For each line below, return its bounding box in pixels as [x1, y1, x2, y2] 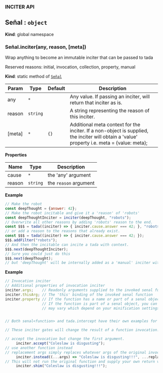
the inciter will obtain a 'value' [69, 133, 138, 140]
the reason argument [48, 180, 95, 186]
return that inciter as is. [69, 99, 123, 106]
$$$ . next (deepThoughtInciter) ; [5, 247, 68, 252]
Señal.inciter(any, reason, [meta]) [5, 43, 86, 50]
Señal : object [5, 19, 48, 27]
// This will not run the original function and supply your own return [5, 359, 155, 364]
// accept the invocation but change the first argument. [5, 336, 125, 341]
